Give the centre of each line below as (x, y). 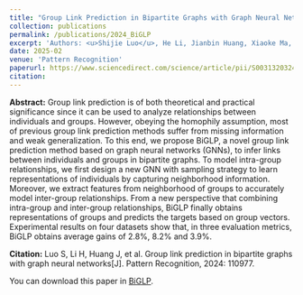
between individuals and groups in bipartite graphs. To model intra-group (146, 160)
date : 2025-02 (36, 51)
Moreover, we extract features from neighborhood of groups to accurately (147, 188)
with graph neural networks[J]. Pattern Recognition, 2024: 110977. (132, 263)
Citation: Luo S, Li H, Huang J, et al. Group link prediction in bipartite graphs (151, 254)
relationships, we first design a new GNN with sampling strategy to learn (143, 169)
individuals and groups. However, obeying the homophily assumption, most (149, 121)
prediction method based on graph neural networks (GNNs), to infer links (145, 150)
